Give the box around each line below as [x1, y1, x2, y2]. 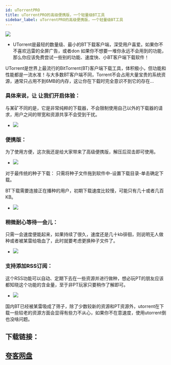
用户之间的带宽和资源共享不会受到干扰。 [14, 111, 100, 117]
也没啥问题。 [5, 316, 32, 322]
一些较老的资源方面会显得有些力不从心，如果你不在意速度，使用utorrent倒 [9, 309, 166, 316]
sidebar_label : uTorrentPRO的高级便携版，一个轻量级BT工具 [5, 17, 123, 22]
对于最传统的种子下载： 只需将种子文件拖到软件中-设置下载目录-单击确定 [5, 170, 159, 176]
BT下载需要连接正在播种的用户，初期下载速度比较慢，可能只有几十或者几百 [5, 187, 164, 193]
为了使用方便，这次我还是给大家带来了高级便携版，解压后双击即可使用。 [5, 149, 158, 155]
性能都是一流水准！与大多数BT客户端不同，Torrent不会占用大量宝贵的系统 [5, 71, 162, 78]
